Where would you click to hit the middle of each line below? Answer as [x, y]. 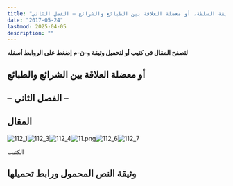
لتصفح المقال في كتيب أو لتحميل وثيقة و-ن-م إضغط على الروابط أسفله [98, 53]
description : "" [31, 33]
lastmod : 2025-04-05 [37, 26]
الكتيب [16, 152]
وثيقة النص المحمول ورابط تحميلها [72, 174]
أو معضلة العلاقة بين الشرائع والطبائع [76, 75]
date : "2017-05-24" [35, 20]
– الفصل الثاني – [38, 98]
